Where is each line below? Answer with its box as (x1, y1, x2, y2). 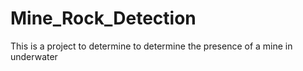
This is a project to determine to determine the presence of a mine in (10, 40, 293, 52)
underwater (10, 50, 58, 62)
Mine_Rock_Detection (10, 7, 197, 30)
